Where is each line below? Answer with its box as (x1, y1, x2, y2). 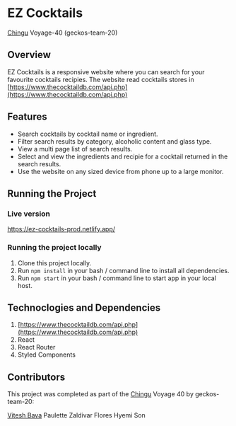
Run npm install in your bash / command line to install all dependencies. (17, 266, 230, 275)
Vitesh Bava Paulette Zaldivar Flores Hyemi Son (7, 411, 146, 420)
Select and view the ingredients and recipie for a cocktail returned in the (17, 152, 228, 161)
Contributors (7, 371, 66, 383)
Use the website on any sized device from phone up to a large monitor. (17, 167, 224, 175)
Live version (7, 209, 51, 219)
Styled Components (17, 350, 76, 359)
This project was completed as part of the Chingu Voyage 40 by (7, 390, 194, 398)
